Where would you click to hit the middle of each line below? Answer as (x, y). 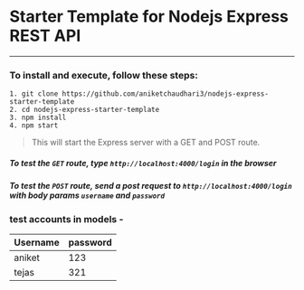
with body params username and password (87, 195)
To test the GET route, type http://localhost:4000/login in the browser (143, 163)
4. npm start (34, 126)
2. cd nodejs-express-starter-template (85, 110)
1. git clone (34, 94)
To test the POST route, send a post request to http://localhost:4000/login (151, 186)
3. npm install (38, 118)
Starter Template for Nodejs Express (149, 17)
